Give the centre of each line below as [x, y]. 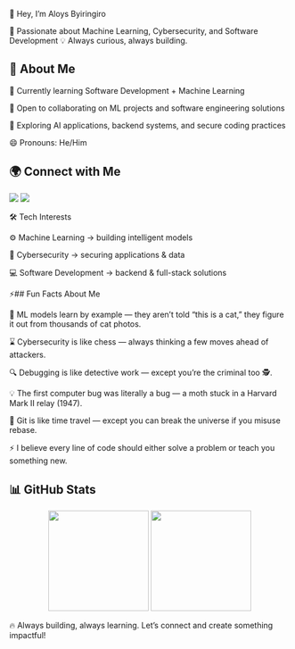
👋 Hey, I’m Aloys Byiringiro [58, 14]
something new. [38, 461]
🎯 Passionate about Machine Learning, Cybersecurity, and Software [134, 31]
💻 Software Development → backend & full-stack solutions [118, 272]
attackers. [28, 354]
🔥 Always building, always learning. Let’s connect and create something [141, 626]
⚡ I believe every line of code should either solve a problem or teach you [142, 447]
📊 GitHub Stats [53, 490]
